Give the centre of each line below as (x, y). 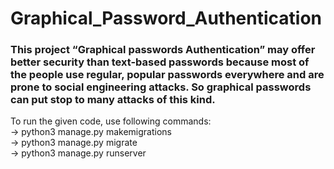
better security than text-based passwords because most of (160, 62)
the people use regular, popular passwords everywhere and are (167, 75)
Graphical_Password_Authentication (166, 18)
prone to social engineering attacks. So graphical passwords (161, 87)
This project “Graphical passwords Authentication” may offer (163, 50)
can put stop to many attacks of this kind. (113, 100)
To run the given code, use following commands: (111, 121)
